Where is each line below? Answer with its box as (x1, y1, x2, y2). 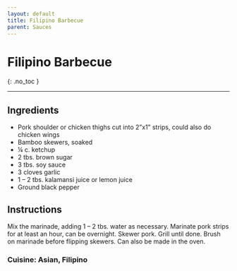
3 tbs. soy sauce (17, 160, 66, 169)
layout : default (7, 10, 55, 18)
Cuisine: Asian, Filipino (7, 255, 88, 265)
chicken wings (17, 131, 60, 139)
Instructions (7, 203, 62, 215)
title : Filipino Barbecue (7, 17, 83, 24)
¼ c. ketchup (17, 145, 56, 154)
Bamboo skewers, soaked (17, 138, 93, 147)
